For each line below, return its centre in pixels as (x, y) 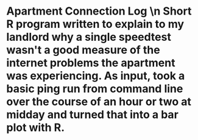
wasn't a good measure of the (83, 50)
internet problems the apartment (91, 63)
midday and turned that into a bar (92, 115)
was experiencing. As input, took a (96, 76)
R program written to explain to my (95, 24)
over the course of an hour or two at (99, 102)
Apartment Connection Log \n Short (99, 11)
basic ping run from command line (95, 89)
